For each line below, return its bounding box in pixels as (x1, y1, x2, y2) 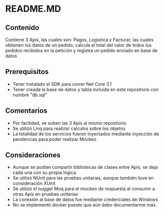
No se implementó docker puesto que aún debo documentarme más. (12, 202, 157, 208)
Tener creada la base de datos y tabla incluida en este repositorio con (12, 86, 159, 92)
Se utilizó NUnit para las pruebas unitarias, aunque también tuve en (12, 175, 154, 181)
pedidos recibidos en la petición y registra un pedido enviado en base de (5, 48, 158, 53)
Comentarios (5, 106, 48, 115)
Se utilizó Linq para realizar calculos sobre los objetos (12, 125, 126, 131)
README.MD (5, 3, 61, 15)
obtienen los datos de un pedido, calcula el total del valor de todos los (5, 42, 152, 48)
